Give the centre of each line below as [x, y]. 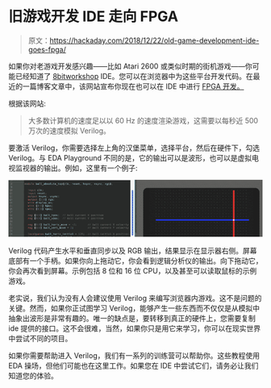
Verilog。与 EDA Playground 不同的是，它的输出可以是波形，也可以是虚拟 [130, 157]
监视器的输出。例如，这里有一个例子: [77, 168]
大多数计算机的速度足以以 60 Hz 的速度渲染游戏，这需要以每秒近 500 [143, 120]
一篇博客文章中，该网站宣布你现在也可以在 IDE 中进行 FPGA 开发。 [133, 86]
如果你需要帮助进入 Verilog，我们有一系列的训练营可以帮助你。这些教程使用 [134, 356]
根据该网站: [27, 103]
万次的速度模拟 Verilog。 [69, 131]
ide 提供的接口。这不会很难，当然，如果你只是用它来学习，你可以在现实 [128, 328]
